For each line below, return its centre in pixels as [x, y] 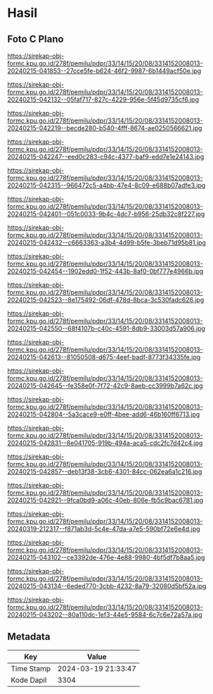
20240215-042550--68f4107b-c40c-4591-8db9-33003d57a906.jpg [106, 328]
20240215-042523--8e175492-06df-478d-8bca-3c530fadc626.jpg [106, 300]
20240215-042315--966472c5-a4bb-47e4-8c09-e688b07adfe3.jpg [106, 185]
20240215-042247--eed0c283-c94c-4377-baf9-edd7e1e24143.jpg [106, 157]
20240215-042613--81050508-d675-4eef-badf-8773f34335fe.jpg [104, 357]
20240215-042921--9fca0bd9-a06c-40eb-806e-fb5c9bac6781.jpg [105, 500]
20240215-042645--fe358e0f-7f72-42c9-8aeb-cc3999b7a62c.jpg [105, 386]
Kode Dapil [29, 680]
